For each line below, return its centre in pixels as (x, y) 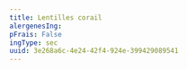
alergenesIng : (36, 26)
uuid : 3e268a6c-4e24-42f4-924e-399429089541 (94, 51)
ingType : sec (34, 43)
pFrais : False (36, 34)
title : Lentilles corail (56, 17)
